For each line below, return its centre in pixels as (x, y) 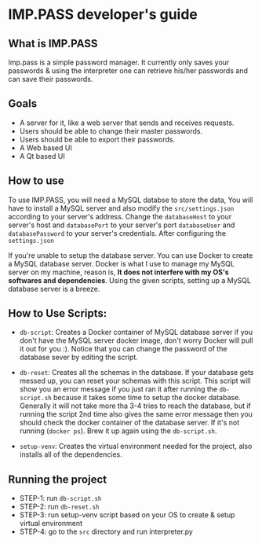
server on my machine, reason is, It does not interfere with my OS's (118, 272)
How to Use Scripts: (58, 313)
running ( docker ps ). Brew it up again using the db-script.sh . (118, 431)
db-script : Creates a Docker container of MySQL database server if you (136, 333)
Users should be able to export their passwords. (97, 139)
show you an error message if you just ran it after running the (118, 389)
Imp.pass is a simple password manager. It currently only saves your (119, 62)
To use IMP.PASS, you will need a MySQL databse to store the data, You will (131, 200)
